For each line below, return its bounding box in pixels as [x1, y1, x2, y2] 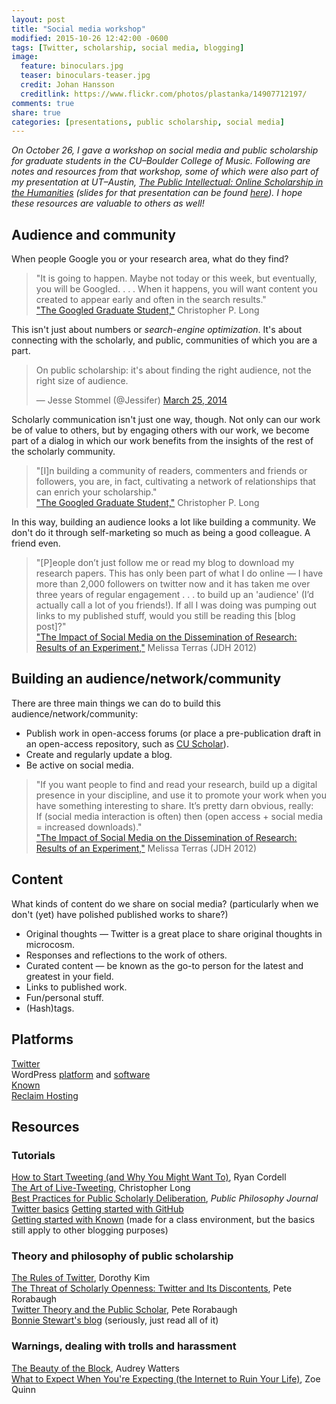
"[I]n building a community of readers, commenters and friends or [35, 465, 308, 477]
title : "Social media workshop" [11, 24, 146, 34]
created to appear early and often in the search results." [35, 294, 267, 306]
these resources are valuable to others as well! [11, 197, 205, 210]
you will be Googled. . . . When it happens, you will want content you [35, 283, 318, 295]
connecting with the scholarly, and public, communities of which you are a [11, 334, 318, 346]
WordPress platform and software [11, 1068, 151, 1080]
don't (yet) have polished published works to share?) [11, 908, 229, 920]
